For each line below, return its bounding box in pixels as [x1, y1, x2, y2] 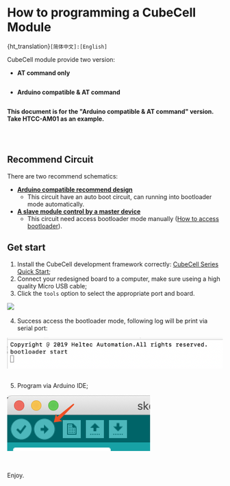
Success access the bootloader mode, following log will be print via [16, 316, 208, 325]
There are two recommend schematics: [7, 172, 118, 180]
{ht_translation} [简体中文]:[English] [7, 42, 107, 50]
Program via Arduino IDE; [16, 381, 89, 389]
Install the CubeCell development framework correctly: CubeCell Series [16, 259, 219, 268]
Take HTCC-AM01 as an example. [7, 115, 105, 123]
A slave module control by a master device [16, 207, 141, 216]
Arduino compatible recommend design [16, 185, 133, 194]
